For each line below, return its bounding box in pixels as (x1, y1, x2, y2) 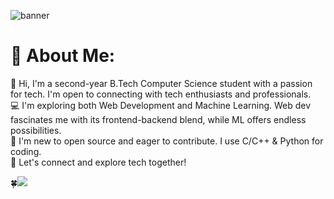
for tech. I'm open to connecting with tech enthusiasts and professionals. (10, 88, 312, 100)
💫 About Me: (10, 45, 116, 67)
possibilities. (10, 124, 62, 136)
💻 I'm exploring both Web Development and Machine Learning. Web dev (10, 99, 312, 111)
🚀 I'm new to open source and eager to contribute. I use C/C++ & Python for (10, 135, 324, 147)
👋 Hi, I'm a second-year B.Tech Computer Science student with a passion (10, 77, 313, 89)
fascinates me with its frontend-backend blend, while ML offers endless (10, 113, 307, 125)
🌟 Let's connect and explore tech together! (10, 156, 187, 168)
